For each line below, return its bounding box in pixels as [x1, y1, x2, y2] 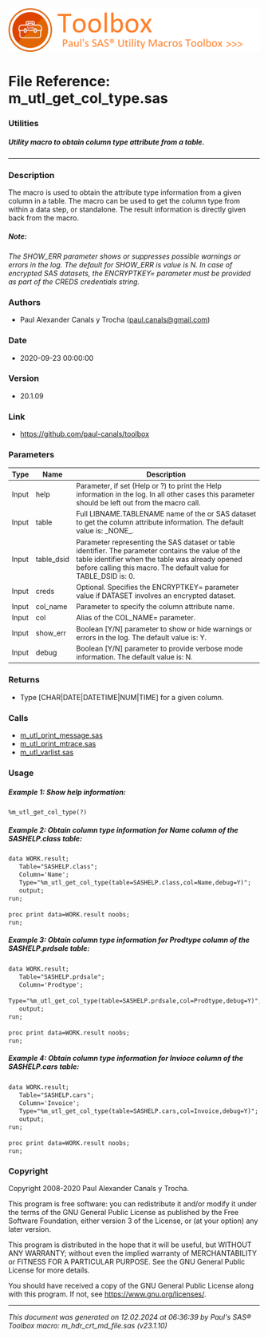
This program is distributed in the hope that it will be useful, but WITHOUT [8, 1240, 252, 1249]
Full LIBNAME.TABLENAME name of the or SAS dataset [76, 509, 257, 519]
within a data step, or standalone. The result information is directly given [8, 204, 246, 214]
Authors [8, 296, 41, 307]
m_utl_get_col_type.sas [8, 89, 169, 107]
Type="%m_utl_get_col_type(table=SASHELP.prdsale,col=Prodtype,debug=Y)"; [8, 996, 262, 1005]
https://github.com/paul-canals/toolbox [19, 430, 150, 439]
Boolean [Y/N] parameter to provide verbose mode [76, 643, 243, 653]
